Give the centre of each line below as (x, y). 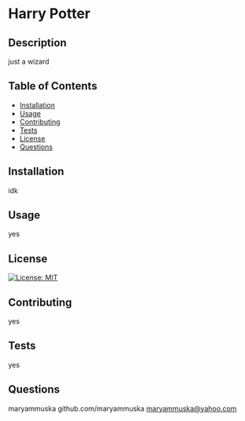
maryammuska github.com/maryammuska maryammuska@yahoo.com (122, 408)
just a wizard (29, 61)
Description (37, 43)
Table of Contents (53, 86)
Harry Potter (49, 14)
